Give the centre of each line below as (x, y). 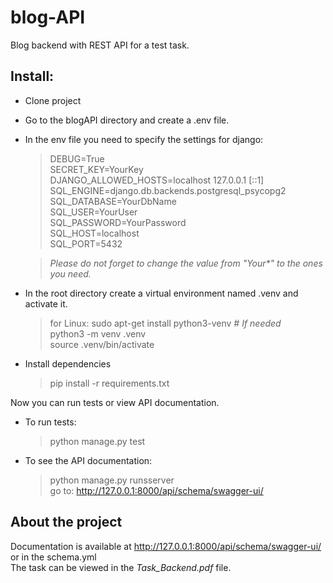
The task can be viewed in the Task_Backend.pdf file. (121, 567)
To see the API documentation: (88, 460)
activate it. (46, 303)
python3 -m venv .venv (98, 333)
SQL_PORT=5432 (86, 243)
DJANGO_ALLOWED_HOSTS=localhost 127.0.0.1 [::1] (157, 180)
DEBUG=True (77, 158)
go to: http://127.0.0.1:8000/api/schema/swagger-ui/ (156, 490)
